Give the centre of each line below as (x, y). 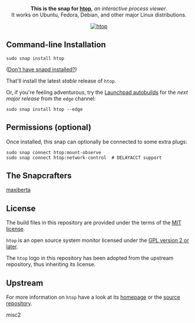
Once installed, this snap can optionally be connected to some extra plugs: (97, 142)
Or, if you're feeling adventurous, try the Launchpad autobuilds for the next (97, 92)
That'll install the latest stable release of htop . (61, 81)
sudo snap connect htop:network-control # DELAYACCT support (84, 158)
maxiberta (18, 190)
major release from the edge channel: (51, 98)
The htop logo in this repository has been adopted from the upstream (90, 258)
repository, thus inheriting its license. (51, 265)
